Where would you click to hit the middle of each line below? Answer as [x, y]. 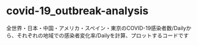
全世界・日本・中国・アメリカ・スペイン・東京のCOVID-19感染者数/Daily [96, 28]
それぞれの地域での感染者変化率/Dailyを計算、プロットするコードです [103, 35]
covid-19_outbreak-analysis [77, 11]
